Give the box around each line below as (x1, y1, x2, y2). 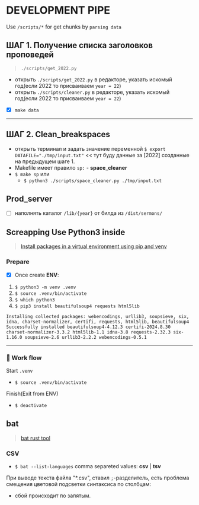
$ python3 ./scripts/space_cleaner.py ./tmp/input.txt (23, 177, 162, 184)
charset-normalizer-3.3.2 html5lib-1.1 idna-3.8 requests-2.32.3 (6, 329, 171, 335)
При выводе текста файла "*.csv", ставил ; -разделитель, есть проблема (6, 474, 190, 481)
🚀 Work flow (6, 354, 42, 362)
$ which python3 (14, 297, 55, 303)
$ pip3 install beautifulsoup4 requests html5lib (14, 303, 140, 309)
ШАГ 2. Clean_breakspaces (6, 129, 111, 139)
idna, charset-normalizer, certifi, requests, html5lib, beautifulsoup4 (6, 319, 190, 325)
